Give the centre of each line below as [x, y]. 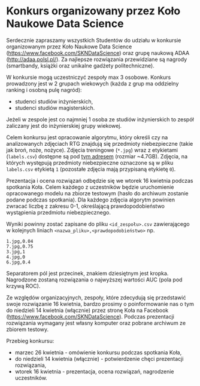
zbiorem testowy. [28, 329]
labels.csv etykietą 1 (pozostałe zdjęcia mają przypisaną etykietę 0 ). [91, 169]
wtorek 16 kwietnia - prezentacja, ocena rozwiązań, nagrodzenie [94, 371]
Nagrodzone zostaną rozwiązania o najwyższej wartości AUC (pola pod [94, 280]
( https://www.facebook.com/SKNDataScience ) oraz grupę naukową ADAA [98, 53]
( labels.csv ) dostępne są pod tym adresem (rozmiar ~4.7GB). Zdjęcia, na [97, 156]
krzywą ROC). [23, 286]
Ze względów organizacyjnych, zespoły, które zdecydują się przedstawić [96, 298]
